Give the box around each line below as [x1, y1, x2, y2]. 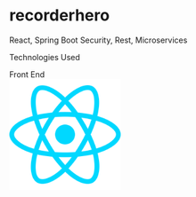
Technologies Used [9, 51, 80, 62]
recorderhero [9, 5, 110, 26]
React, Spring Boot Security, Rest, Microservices [9, 35, 188, 45]
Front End [9, 68, 45, 80]
